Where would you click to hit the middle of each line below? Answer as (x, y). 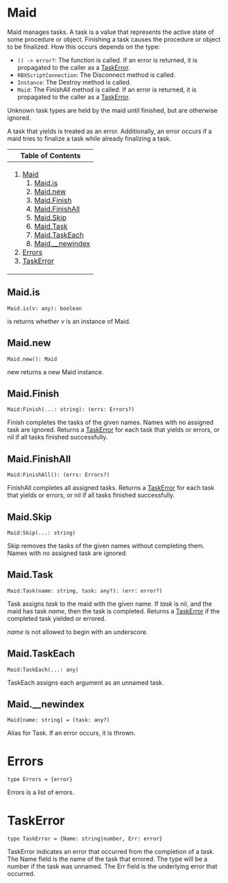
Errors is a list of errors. (41, 792)
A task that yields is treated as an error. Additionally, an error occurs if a (110, 131)
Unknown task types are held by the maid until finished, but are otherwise (113, 110)
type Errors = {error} (40, 780)
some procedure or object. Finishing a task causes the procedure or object (114, 39)
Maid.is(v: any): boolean (44, 308)
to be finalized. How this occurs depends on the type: (84, 46)
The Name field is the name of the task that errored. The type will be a (107, 859)
